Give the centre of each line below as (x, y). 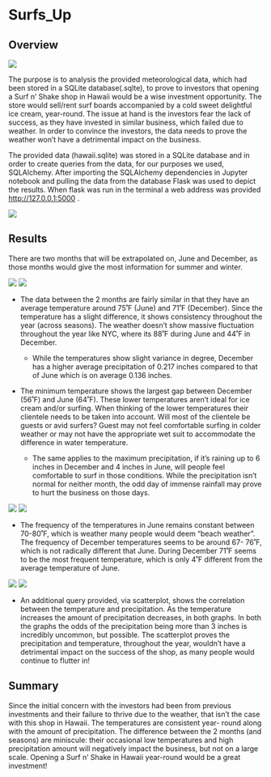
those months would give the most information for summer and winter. (125, 267)
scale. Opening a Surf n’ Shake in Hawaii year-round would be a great (125, 757)
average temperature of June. (70, 567)
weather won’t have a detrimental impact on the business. (105, 140)
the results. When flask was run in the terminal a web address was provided (135, 189)
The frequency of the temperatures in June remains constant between (137, 524)
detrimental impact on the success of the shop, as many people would (137, 652)
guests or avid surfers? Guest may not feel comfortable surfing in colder (140, 425)
